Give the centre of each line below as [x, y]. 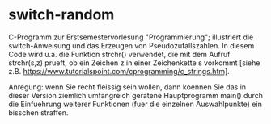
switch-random [61, 15]
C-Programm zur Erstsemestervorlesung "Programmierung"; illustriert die [131, 37]
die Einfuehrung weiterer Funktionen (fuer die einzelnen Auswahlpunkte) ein [135, 104]
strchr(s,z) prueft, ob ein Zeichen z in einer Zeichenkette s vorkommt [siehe [134, 63]
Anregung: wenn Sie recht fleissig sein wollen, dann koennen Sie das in [127, 87]
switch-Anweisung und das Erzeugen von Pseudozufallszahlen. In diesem [131, 45]
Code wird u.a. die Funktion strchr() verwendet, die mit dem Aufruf [119, 54]
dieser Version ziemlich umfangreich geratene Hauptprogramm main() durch [136, 95]
